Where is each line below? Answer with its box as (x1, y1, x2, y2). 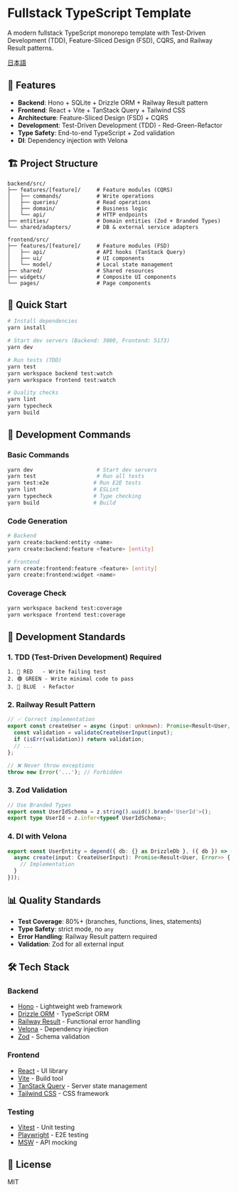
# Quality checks (7, 389, 59, 396)
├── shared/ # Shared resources (7, 267, 154, 275)
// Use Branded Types (7, 802, 72, 809)
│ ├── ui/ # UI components (7, 255, 144, 262)
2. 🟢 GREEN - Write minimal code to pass (7, 676, 134, 683)
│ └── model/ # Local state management (7, 261, 174, 268)
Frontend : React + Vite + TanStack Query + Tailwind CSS (17, 105, 186, 115)
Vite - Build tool (17, 1074, 64, 1082)
